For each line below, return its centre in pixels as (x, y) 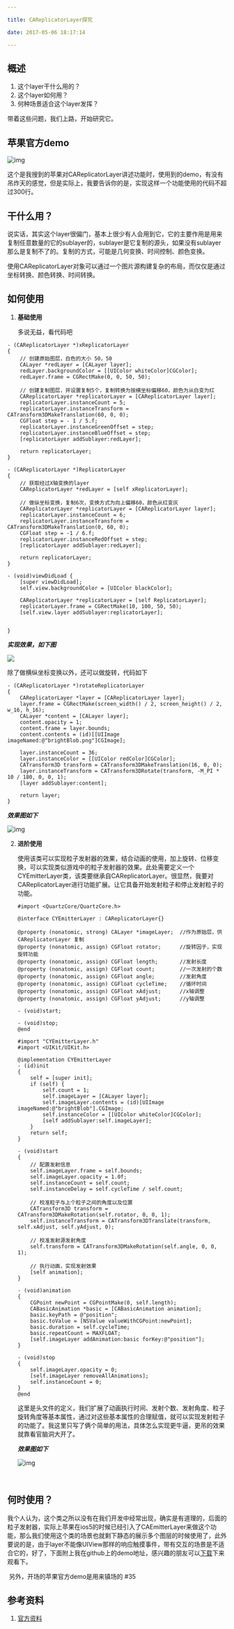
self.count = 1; (66, 1090)
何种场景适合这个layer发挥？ (58, 104)
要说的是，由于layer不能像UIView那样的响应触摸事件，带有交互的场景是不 (113, 1544)
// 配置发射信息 (50, 1164)
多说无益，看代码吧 (45, 332)
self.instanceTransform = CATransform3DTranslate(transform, (120, 1221)
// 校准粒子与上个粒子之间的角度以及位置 (81, 1203)
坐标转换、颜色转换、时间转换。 (53, 275)
